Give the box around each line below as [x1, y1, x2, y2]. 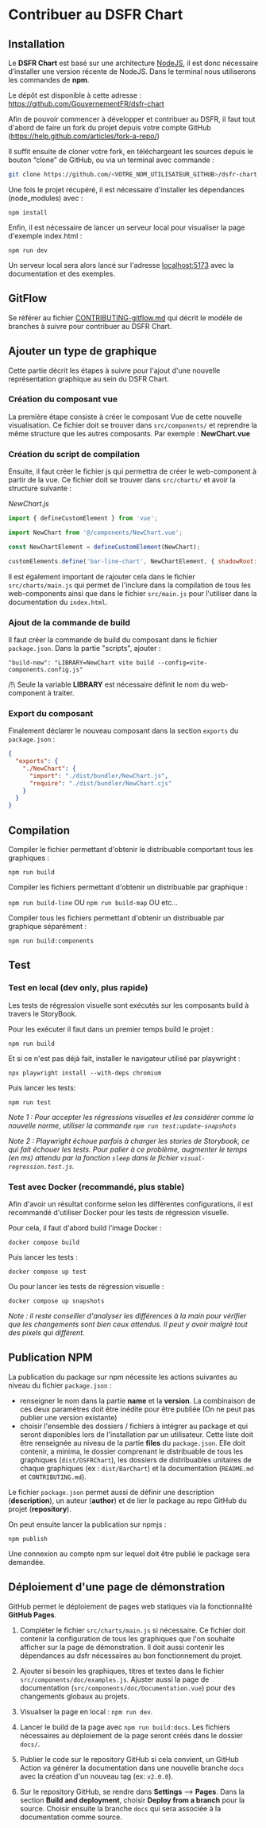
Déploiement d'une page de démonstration [8, 1580, 226, 1594]
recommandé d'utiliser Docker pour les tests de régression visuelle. [8, 1207, 229, 1217]
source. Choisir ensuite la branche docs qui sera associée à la [19, 1803, 222, 1813]
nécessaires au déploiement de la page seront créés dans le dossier [19, 1730, 244, 1740]
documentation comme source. [19, 1812, 123, 1822]
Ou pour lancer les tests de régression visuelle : [8, 1281, 164, 1291]
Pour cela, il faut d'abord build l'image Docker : [8, 1222, 162, 1233]
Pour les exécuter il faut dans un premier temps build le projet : [8, 1024, 214, 1034]
